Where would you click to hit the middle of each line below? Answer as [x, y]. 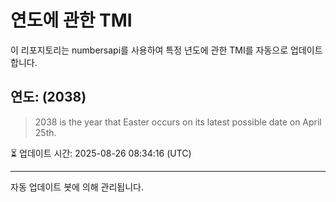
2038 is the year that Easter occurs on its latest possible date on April [178, 122]
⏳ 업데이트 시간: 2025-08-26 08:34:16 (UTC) [101, 153]
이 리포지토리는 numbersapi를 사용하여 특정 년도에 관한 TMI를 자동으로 [149, 50]
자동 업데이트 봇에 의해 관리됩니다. [77, 187]
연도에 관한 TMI [71, 20]
